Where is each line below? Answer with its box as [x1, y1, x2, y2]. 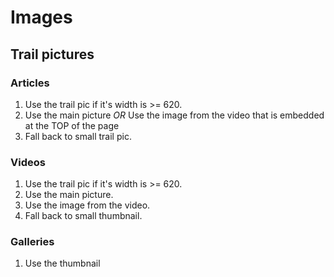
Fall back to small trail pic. [24, 130, 132, 142]
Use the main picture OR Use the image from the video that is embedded [24, 109, 325, 121]
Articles [10, 76, 50, 90]
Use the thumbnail [24, 257, 101, 270]
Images [10, 6, 73, 29]
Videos [10, 155, 46, 169]
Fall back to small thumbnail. [24, 210, 143, 222]
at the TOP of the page [24, 119, 120, 131]
